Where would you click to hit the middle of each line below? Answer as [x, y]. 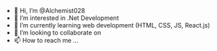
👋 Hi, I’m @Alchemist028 [49, 11]
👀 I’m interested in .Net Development [66, 18]
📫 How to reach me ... [46, 40]
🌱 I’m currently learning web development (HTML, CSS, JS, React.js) [112, 25]
